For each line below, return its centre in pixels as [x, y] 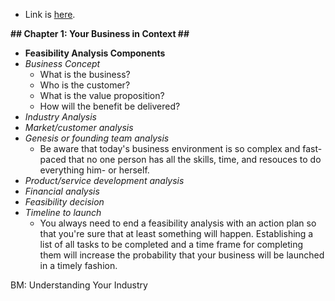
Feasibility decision [64, 202]
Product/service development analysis [104, 180]
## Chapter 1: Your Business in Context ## [100, 33]
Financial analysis [62, 191]
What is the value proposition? [102, 95]
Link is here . [50, 14]
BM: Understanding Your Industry [79, 285]
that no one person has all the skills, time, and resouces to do [195, 159]
